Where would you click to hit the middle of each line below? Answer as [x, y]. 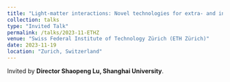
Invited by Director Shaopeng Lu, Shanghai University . [86, 71]
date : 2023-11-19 [32, 45]
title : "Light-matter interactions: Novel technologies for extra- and [111, 13]
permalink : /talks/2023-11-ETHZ [53, 32]
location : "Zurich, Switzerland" [55, 52]
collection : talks [33, 20]
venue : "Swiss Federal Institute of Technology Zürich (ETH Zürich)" [108, 39]
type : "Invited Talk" [38, 26]
